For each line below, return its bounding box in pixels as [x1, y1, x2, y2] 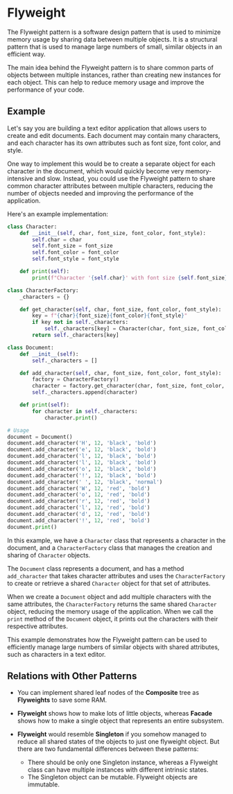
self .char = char [32, 236, 82, 243]
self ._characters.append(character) [32, 389, 138, 396]
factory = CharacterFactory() [32, 376, 119, 383]
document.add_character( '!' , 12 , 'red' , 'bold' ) [7, 517, 150, 524]
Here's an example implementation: [7, 209, 109, 218]
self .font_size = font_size [32, 243, 113, 250]
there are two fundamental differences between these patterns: [17, 745, 199, 753]
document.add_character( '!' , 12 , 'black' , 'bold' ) [7, 472, 157, 479]
